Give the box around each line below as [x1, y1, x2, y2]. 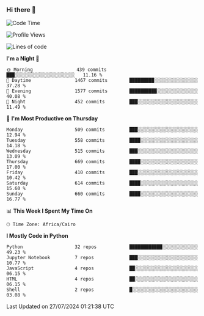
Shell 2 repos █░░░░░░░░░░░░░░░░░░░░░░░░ [6, 287, 199, 293]
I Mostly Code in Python [6, 232, 68, 240]
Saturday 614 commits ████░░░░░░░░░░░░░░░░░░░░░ [6, 180, 199, 186]
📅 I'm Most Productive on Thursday [6, 115, 98, 122]
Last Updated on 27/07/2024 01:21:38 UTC [6, 303, 114, 310]
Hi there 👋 [6, 6, 37, 14]
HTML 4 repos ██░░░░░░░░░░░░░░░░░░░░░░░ [6, 276, 199, 282]
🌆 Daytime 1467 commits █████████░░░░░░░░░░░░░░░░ [6, 78, 199, 84]
